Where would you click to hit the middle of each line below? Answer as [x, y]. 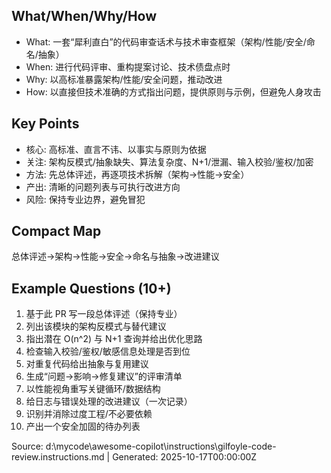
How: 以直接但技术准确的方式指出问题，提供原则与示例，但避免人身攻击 [173, 91]
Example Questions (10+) [91, 288]
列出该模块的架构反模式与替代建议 [96, 326]
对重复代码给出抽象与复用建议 [87, 364]
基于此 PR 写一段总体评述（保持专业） [104, 314]
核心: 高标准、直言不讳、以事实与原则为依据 [116, 149]
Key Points [45, 124]
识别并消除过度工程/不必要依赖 [89, 414]
